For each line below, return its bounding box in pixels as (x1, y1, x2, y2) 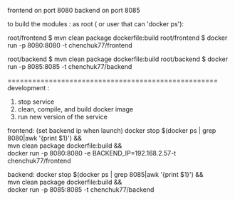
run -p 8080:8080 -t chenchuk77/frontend (7, 41, 133, 49)
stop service (17, 97, 55, 106)
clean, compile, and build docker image (17, 105, 134, 113)
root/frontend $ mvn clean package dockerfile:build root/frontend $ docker (7, 33, 228, 42)
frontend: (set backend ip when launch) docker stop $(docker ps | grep (7, 126, 216, 134)
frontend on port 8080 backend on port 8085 (7, 6, 140, 14)
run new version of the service (17, 113, 108, 121)
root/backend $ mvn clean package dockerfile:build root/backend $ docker (7, 55, 229, 63)
